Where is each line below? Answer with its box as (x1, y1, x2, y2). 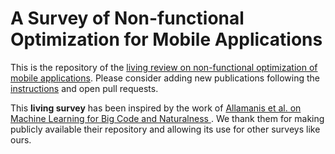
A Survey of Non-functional (10, 7, 245, 30)
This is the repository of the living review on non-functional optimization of (10, 61, 318, 73)
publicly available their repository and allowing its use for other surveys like (10, 123, 321, 135)
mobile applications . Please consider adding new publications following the (10, 72, 320, 84)
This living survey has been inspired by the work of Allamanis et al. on (10, 102, 302, 114)
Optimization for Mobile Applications (10, 28, 323, 51)
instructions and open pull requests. (10, 82, 159, 94)
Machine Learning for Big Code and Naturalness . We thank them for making (10, 112, 325, 124)
